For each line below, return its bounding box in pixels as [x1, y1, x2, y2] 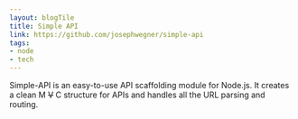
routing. [9, 99, 39, 109]
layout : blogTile [9, 13, 75, 23]
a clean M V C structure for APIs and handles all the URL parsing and [9, 89, 265, 100]
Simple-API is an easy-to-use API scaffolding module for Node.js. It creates [9, 80, 290, 90]
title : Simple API [9, 22, 79, 31]
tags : [9, 38, 30, 48]
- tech [9, 55, 34, 64]
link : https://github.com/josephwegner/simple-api [9, 30, 204, 39]
